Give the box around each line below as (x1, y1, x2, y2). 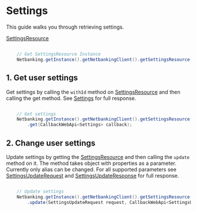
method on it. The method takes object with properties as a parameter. (6, 160, 177, 167)
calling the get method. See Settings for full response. (6, 95, 137, 102)
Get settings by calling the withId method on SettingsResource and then (6, 88, 181, 95)
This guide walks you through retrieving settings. (6, 23, 124, 30)
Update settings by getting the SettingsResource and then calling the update (6, 153, 190, 160)
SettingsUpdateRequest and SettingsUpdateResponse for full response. (6, 172, 179, 179)
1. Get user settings (6, 73, 78, 83)
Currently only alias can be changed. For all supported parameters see (6, 165, 177, 173)
